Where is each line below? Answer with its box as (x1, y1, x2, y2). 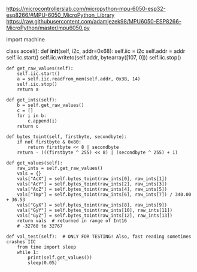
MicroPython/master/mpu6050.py (6, 24, 90, 31)
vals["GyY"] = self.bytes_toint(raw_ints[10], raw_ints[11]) (17, 207, 172, 213)
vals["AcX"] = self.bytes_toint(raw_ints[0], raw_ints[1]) (17, 176, 168, 182)
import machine (6, 36, 45, 43)
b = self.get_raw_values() (17, 102, 84, 108)
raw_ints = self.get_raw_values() (17, 165, 103, 171)
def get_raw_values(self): (6, 65, 74, 71)
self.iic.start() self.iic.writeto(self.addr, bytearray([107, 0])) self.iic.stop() (6, 54, 181, 61)
